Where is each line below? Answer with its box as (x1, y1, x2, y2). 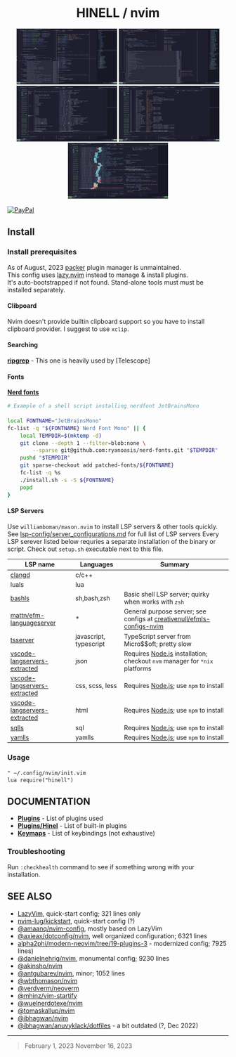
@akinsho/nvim (17, 961, 63, 970)
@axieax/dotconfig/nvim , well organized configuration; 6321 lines (17, 931, 207, 940)
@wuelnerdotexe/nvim (17, 999, 83, 1007)
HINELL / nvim (76, 5, 160, 21)
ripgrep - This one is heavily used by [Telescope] (7, 356, 151, 365)
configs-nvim (124, 622, 164, 630)
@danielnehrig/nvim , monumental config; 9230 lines (17, 954, 170, 962)
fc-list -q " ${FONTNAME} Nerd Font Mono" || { (7, 424, 146, 432)
